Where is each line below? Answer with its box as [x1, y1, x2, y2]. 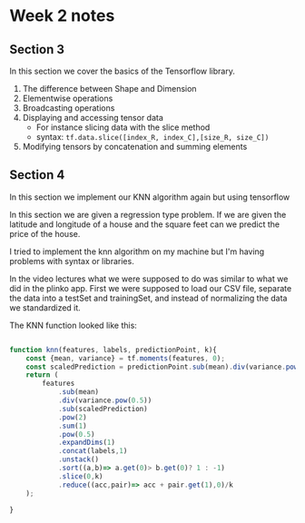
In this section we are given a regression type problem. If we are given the [9, 209, 287, 220]
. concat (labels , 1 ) [57, 447, 128, 456]
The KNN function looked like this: [9, 320, 138, 331]
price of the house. [9, 228, 81, 239]
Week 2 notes [9, 5, 115, 26]
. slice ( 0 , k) [57, 471, 103, 481]
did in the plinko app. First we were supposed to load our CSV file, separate [9, 282, 292, 293]
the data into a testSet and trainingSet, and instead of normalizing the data [9, 292, 288, 303]
